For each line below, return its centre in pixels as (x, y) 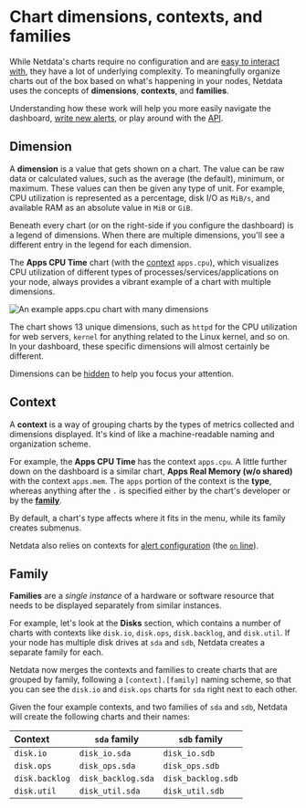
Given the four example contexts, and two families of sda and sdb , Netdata (148, 707)
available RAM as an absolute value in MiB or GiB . (101, 207)
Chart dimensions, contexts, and (136, 17)
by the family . (36, 500)
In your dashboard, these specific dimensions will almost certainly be (140, 346)
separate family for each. (57, 652)
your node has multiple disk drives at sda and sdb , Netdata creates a (137, 643)
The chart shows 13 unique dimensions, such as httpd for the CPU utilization (153, 327)
